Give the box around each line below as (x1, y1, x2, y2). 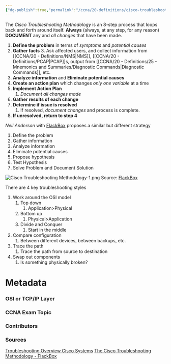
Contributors (5, 322, 38, 329)
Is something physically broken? (20, 259, 88, 265)
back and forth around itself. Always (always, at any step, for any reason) (5, 26, 159, 33)
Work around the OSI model (12, 194, 71, 200)
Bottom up (20, 210, 42, 216)
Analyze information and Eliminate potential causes (12, 74, 125, 80)
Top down (20, 200, 42, 206)
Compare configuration (12, 232, 62, 238)
